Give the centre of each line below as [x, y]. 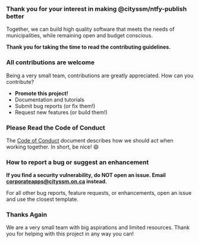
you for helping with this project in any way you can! [70, 234]
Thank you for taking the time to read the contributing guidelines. [89, 47]
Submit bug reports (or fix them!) [55, 106]
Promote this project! [41, 93]
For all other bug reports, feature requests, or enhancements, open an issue [99, 193]
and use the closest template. [42, 199]
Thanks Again [27, 214]
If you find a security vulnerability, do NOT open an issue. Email [86, 175]
